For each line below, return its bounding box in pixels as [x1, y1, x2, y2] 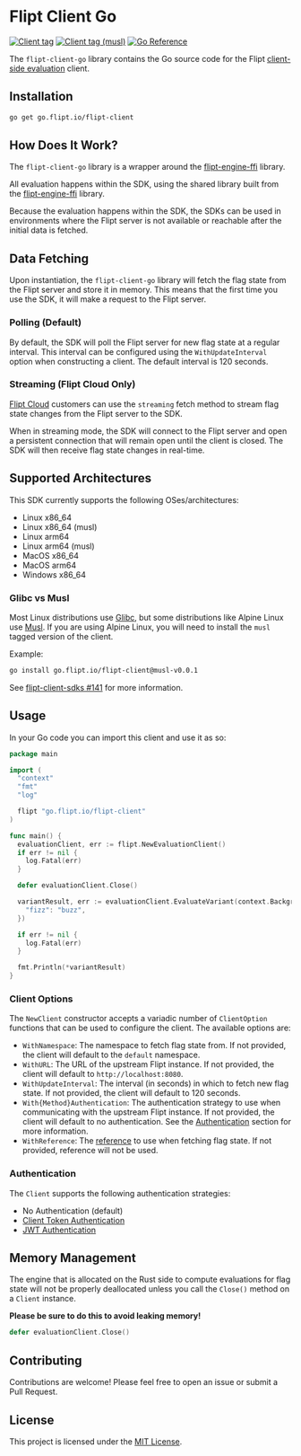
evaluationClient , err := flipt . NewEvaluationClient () [17, 840, 227, 849]
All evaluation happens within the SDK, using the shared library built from [9, 179, 279, 190]
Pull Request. [9, 1386, 58, 1398]
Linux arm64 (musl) [21, 541, 96, 552]
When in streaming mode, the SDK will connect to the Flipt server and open [9, 425, 288, 437]
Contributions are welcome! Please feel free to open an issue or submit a [9, 1377, 279, 1388]
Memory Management [9, 1250, 136, 1266]
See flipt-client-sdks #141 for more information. [9, 682, 184, 693]
